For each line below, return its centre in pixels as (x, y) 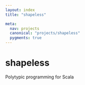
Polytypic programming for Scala (40, 77)
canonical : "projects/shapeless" (45, 33)
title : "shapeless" (26, 15)
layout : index (20, 10)
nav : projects (25, 28)
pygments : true (26, 38)
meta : (11, 24)
